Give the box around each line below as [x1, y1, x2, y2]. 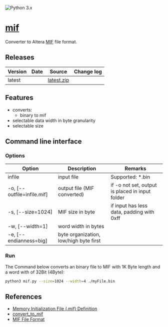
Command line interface [5, 137, 82, 145]
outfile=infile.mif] [7, 191, 48, 198]
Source [49, 68, 67, 75]
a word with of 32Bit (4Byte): [5, 269, 65, 275]
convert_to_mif [12, 311, 43, 317]
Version [7, 68, 27, 75]
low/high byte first [58, 237, 101, 244]
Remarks [124, 165, 146, 172]
